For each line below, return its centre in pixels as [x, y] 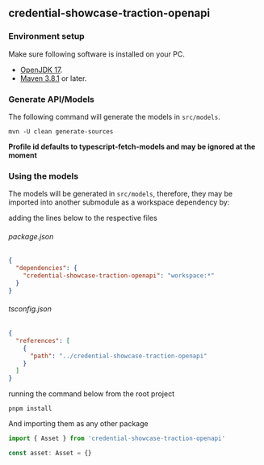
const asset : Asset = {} [50, 453]
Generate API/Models [52, 99]
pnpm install [30, 409]
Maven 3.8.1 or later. [53, 78]
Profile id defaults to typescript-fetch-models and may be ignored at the [132, 146]
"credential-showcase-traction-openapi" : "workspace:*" [119, 276]
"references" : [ [43, 340]
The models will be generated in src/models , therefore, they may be [120, 194]
